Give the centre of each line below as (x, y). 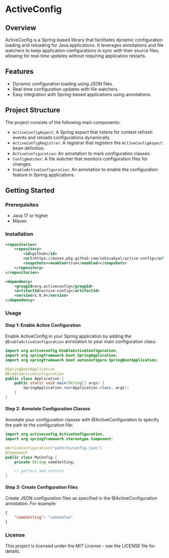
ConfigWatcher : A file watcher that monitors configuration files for (80, 159)
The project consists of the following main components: (63, 122)
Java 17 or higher (30, 216)
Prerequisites (22, 204)
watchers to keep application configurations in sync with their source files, (82, 50)
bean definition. (29, 148)
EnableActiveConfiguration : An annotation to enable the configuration (85, 169)
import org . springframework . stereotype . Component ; (59, 439)
